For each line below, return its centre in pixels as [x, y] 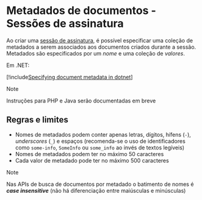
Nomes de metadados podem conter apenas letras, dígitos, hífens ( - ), [103, 134]
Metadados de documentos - [81, 11]
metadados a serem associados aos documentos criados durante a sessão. [101, 47]
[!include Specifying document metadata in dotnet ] [70, 77]
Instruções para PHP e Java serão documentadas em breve [81, 101]
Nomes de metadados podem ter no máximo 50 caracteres [89, 154]
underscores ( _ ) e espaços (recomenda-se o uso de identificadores [100, 141]
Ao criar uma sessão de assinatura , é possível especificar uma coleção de [100, 40]
